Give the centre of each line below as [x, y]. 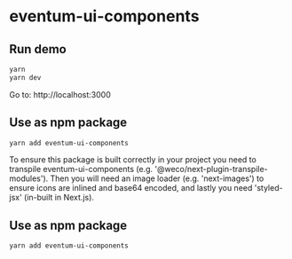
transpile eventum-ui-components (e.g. [81, 169]
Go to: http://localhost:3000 [60, 94]
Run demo [38, 49]
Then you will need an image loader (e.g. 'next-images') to [157, 178]
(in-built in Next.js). [59, 198]
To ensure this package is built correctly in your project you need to [133, 160]
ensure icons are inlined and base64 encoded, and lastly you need [131, 188]
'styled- [268, 188]
